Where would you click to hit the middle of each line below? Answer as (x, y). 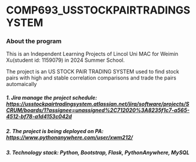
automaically (21, 84)
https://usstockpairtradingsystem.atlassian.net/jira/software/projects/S (98, 104)
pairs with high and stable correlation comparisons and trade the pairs (91, 78)
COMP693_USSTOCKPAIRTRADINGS (98, 10)
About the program (34, 41)
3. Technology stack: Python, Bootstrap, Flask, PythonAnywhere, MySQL (98, 152)
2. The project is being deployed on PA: (55, 131)
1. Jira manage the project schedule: (52, 98)
